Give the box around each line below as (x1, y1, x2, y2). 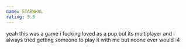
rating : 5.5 (6, 14, 35, 20)
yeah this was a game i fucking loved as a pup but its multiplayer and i (6, 30, 175, 37)
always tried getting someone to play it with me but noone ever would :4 (6, 36, 180, 43)
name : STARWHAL (6, 8, 43, 15)
